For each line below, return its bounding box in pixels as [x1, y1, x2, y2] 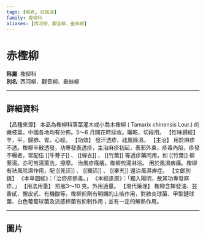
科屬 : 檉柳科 [6, 70, 37, 77]
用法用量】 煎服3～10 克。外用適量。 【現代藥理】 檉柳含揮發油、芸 [26, 182, 197, 190]
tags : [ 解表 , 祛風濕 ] [6, 9, 57, 15]
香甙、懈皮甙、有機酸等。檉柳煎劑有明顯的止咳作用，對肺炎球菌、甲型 [6, 190, 184, 197]
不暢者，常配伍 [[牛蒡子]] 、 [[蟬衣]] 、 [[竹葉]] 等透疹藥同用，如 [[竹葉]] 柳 [6, 152, 195, 159]
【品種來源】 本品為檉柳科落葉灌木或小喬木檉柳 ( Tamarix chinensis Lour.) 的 [6, 121, 200, 128]
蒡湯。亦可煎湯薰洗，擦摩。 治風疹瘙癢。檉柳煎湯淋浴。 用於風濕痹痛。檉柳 [6, 159, 197, 167]
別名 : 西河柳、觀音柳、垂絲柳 [6, 78, 80, 85]
